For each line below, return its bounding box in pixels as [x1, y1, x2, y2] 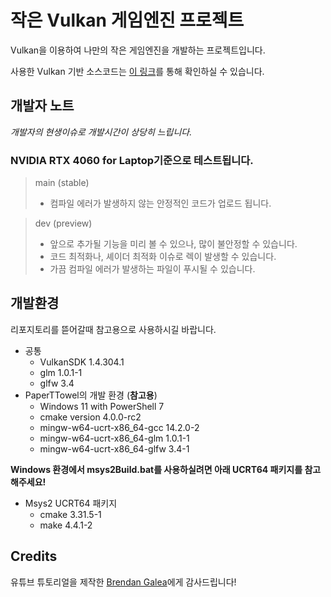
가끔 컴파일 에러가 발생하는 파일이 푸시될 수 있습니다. [49, 263, 256, 275]
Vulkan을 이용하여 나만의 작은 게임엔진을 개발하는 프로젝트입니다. [10, 44, 266, 56]
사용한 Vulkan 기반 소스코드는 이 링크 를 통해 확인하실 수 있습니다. [10, 65, 265, 77]
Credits [10, 548, 58, 565]
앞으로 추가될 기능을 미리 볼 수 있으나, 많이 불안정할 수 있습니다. [49, 238, 298, 250]
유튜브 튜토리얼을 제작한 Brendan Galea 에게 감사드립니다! [10, 576, 237, 588]
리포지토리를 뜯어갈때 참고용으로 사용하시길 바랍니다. [10, 323, 217, 335]
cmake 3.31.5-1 [39, 508, 102, 520]
